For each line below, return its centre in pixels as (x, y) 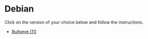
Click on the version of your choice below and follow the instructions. (74, 22)
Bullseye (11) (24, 31)
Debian (19, 9)
